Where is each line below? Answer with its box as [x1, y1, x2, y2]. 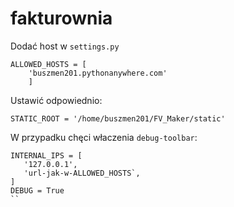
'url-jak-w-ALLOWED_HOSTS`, [23, 168, 141, 178]
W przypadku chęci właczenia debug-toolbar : [10, 131, 198, 143]
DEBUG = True [10, 185, 65, 196]
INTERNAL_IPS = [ [10, 150, 83, 161]
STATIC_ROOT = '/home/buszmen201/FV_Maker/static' [10, 113, 226, 124]
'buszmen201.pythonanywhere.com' [28, 68, 168, 78]
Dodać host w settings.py [10, 40, 120, 52]
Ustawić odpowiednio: [10, 94, 103, 106]
